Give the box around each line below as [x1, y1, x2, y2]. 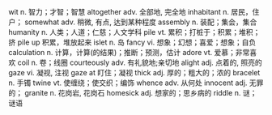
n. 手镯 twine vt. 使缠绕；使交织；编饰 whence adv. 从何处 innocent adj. [8, 78, 248, 87]
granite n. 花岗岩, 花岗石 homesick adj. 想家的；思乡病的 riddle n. [23, 88, 241, 97]
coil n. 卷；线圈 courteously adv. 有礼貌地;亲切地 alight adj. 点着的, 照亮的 [17, 57, 262, 67]
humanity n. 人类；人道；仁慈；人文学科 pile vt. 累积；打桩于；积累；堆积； [8, 28, 261, 36]
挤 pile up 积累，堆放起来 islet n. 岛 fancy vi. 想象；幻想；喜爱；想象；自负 [8, 37, 257, 47]
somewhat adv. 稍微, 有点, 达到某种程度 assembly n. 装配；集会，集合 [23, 17, 257, 27]
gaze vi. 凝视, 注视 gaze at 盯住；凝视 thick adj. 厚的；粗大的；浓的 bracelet [8, 68, 261, 77]
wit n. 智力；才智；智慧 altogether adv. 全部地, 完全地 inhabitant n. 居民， [8, 7, 253, 16]
